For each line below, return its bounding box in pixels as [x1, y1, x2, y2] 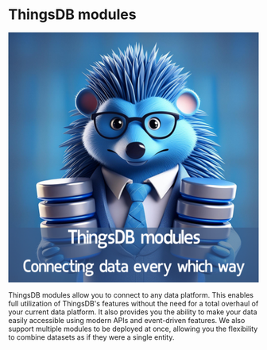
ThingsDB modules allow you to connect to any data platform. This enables [8, 290, 254, 299]
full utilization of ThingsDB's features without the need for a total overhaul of [8, 298, 259, 308]
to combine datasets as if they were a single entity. [8, 332, 175, 342]
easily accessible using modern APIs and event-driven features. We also [8, 315, 246, 325]
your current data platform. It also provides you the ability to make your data [8, 307, 257, 317]
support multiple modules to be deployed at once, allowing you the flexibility [8, 324, 258, 333]
